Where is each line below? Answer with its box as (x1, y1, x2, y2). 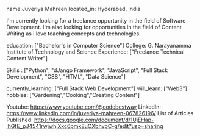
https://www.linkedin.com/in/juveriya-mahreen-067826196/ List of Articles (6, 110, 194, 116)
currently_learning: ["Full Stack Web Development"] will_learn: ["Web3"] (6, 85, 188, 92)
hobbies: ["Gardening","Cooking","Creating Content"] (6, 91, 140, 98)
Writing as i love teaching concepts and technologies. (6, 30, 141, 37)
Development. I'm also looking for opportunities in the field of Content (6, 24, 182, 30)
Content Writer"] (6, 55, 48, 62)
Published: (6, 116, 34, 123)
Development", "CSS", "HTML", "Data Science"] (6, 73, 126, 80)
